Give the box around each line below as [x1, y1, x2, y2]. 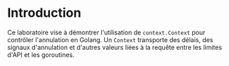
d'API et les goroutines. [7, 51, 75, 59]
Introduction [7, 5, 82, 21]
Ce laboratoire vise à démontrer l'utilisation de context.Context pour [7, 28, 206, 37]
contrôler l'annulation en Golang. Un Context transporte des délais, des [7, 35, 213, 44]
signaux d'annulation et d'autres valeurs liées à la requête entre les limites [7, 43, 223, 51]
